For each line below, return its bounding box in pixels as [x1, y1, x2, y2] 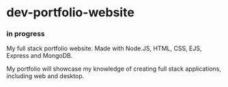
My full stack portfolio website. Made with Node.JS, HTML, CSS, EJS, [6, 44, 202, 52]
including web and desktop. [6, 72, 85, 80]
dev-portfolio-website [6, 5, 134, 20]
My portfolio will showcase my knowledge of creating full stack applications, [6, 65, 221, 73]
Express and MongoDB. [6, 52, 73, 60]
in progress [6, 29, 45, 39]
